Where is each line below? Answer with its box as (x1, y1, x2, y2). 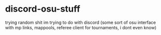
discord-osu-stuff (5, 3, 80, 15)
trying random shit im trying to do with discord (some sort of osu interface (5, 19, 156, 25)
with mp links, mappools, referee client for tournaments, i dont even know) (5, 24, 157, 30)
